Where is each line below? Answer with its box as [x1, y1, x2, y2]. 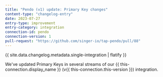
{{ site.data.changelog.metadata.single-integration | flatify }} [5, 52, 127, 58]
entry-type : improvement [5, 20, 56, 26]
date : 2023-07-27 [5, 16, 41, 21]
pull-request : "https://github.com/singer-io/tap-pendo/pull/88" [5, 39, 141, 44]
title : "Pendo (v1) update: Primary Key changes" [5, 7, 108, 12]
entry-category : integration [5, 25, 64, 30]
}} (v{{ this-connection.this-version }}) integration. [57, 66, 159, 72]
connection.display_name [5, 66, 56, 72]
